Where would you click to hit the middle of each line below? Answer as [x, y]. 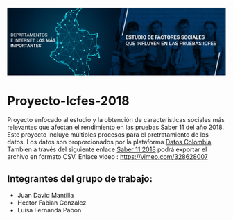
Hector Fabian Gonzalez [52, 203]
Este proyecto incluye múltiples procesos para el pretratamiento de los [108, 135]
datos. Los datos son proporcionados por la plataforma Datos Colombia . [110, 142]
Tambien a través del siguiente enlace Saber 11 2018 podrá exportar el [107, 149]
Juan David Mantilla [45, 196]
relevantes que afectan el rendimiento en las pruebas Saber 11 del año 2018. [115, 127]
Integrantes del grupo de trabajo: [80, 179]
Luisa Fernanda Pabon [49, 210]
